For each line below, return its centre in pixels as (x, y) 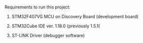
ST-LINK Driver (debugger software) (48, 35)
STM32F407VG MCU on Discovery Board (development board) (75, 16)
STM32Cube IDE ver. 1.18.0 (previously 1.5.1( (56, 26)
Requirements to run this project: (38, 7)
